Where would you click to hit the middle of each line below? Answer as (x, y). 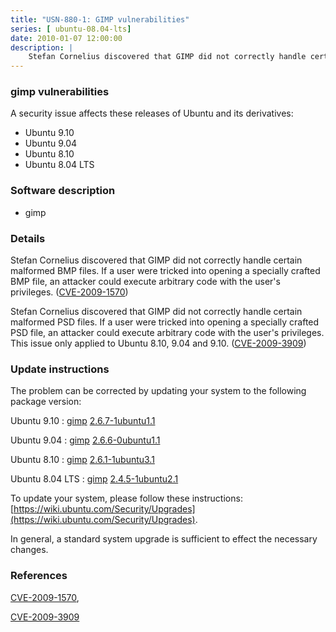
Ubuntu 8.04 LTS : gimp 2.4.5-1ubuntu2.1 (94, 479)
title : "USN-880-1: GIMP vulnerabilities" (100, 19)
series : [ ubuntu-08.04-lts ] (71, 29)
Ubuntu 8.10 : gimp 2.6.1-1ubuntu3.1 (82, 460)
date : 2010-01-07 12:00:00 (66, 38)
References (39, 576)
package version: (46, 402)
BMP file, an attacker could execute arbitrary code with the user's (145, 282)
